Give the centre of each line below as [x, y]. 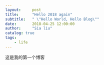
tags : [11, 38]
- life [21, 42]
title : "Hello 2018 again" [39, 14]
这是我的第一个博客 [25, 57]
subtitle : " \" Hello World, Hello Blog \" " [52, 19]
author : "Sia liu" [29, 28]
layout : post [23, 10]
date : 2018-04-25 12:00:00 [40, 24]
